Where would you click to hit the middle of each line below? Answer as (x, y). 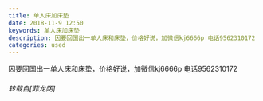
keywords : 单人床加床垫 (44, 30)
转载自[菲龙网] (32, 88)
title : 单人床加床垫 (39, 16)
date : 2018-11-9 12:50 (46, 23)
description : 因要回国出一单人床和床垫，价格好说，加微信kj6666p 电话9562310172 (132, 38)
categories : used (37, 45)
